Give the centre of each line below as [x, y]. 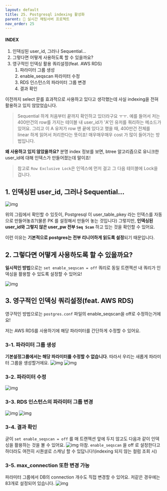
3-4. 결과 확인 [21, 427]
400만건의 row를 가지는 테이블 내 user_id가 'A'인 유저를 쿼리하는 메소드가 [89, 122]
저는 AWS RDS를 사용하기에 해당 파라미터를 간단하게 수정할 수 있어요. [73, 330]
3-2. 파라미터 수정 [26, 377]
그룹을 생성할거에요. [30, 363]
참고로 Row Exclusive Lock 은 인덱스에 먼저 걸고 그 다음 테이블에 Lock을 [87, 168]
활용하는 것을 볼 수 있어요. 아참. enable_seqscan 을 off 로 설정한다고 [87, 445]
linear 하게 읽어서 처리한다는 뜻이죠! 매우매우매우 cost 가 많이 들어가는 [86, 135]
